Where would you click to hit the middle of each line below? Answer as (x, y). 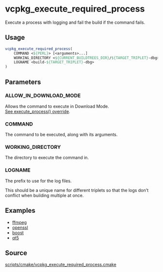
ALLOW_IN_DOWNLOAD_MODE (43, 96)
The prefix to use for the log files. (38, 181)
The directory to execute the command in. (47, 158)
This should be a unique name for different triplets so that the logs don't (77, 190)
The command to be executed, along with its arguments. (61, 135)
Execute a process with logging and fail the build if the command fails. (75, 22)
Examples (20, 211)
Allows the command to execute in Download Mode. (57, 106)
